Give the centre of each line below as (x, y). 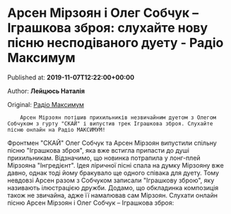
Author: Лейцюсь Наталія (46, 91)
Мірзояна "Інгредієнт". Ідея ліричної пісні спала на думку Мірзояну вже (115, 165)
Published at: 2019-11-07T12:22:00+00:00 (71, 77)
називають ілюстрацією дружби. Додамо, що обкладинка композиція (113, 187)
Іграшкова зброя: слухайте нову (108, 28)
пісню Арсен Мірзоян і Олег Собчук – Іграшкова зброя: (91, 203)
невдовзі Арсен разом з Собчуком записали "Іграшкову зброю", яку (111, 180)
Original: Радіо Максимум (46, 104)
